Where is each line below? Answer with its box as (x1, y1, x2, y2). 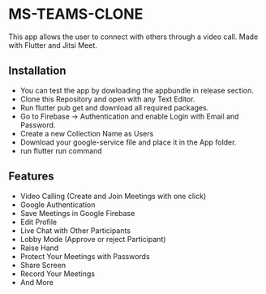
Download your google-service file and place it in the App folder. (19, 137, 237, 147)
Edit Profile (19, 217, 58, 227)
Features (8, 170, 54, 184)
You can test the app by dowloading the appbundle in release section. (19, 85, 254, 95)
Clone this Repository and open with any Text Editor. (19, 94, 195, 104)
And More (19, 277, 54, 287)
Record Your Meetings (19, 269, 96, 279)
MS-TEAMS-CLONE (8, 5, 144, 24)
